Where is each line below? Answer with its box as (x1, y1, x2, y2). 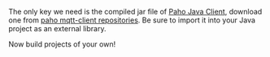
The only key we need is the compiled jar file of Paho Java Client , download (8, 7, 263, 16)
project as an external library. (8, 24, 107, 33)
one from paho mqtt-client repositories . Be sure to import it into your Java (8, 15, 256, 25)
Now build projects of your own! (8, 39, 116, 49)
